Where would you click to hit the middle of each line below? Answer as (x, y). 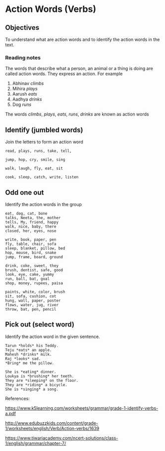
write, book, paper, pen (31, 239)
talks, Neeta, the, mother (33, 218)
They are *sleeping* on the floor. (42, 380)
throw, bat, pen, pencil (31, 309)
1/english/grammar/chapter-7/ (36, 443)
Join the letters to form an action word (44, 142)
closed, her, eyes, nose (31, 231)
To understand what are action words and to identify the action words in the (82, 39)
